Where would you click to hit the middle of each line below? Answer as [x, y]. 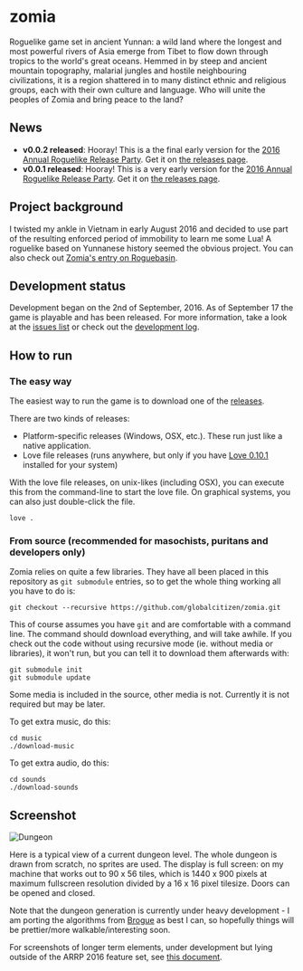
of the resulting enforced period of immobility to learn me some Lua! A [140, 238]
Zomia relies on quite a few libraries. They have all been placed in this [139, 572]
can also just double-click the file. [72, 502]
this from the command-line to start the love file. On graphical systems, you [150, 492]
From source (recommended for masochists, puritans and [139, 540]
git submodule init [46, 670]
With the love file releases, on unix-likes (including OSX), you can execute [147, 482]
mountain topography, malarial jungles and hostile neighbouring [128, 71]
